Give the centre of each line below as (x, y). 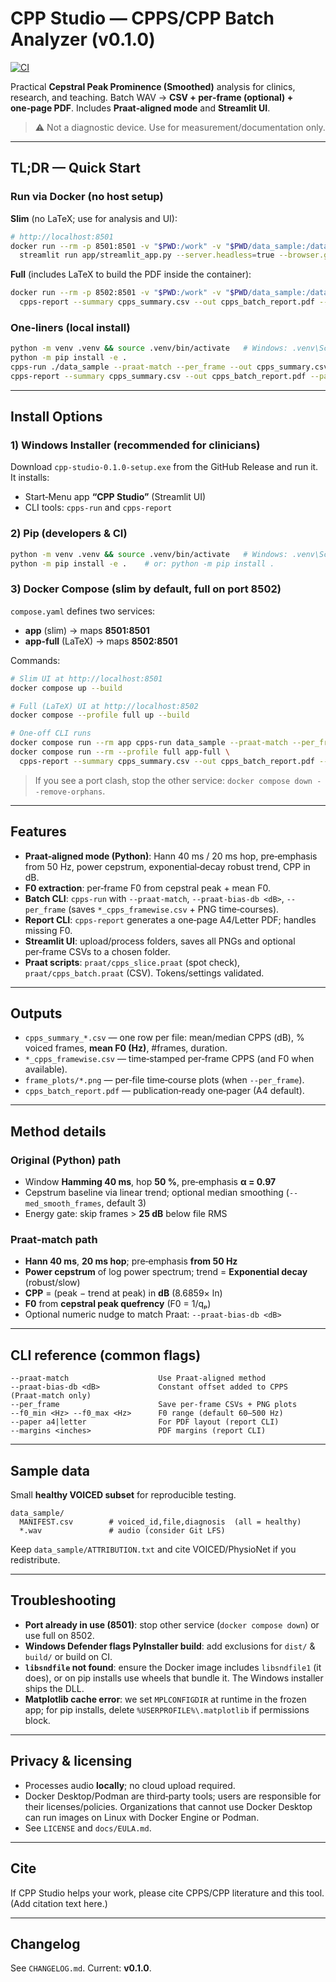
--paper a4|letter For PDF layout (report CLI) (145, 1422)
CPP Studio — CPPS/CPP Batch (142, 18)
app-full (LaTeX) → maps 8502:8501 (101, 641)
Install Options (56, 417)
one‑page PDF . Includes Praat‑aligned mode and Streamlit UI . (140, 108)
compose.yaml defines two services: (83, 611)
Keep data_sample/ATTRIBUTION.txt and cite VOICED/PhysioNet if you (153, 1549)
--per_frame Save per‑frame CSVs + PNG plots (154, 1405)
